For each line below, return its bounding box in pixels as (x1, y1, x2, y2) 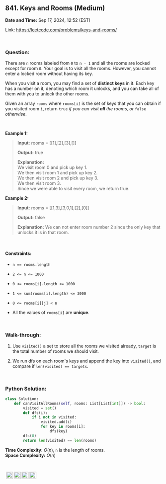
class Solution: (5, 396, 39, 402)
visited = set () (23, 405, 57, 410)
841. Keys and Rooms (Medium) (5, 4, 105, 12)
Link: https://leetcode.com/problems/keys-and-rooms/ (5, 27, 117, 33)
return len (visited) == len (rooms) (23, 438, 97, 443)
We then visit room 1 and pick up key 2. (17, 170, 98, 176)
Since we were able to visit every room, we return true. (17, 186, 130, 192)
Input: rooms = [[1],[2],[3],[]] (17, 140, 77, 146)
